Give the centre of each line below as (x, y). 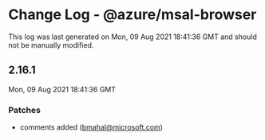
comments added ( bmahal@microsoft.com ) (91, 127)
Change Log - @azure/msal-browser (132, 15)
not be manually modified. (51, 45)
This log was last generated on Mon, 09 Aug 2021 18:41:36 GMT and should (133, 37)
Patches (25, 110)
